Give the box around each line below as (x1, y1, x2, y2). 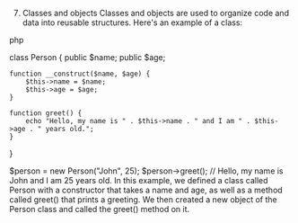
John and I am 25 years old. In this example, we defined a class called (9, 175, 268, 185)
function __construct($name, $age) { (9, 69, 151, 78)
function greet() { (9, 109, 83, 118)
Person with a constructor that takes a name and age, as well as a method (9, 184, 283, 195)
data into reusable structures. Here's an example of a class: (22, 17, 243, 28)
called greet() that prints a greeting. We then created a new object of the (9, 194, 277, 205)
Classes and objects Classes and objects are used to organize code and (22, 8, 290, 18)
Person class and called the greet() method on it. (9, 204, 190, 214)
